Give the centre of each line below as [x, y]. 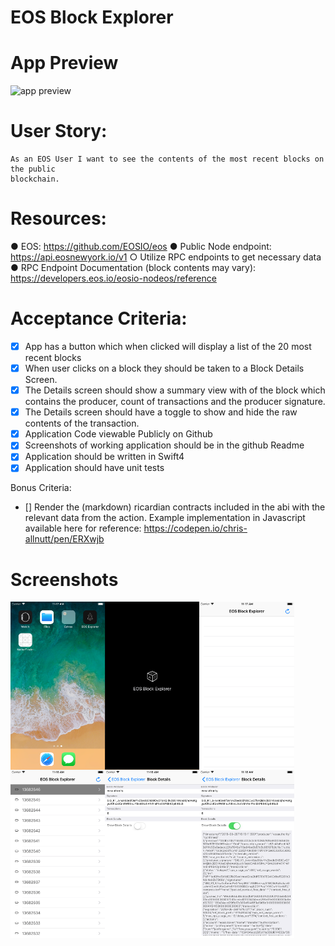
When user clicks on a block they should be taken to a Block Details [164, 368]
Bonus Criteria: [41, 488]
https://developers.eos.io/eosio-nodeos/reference [113, 278]
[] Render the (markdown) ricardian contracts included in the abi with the [175, 507]
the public [33, 169]
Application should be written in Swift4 [104, 457]
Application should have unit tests [94, 468]
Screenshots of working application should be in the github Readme [164, 445]
